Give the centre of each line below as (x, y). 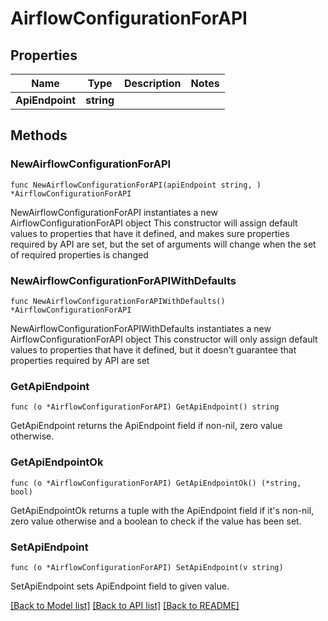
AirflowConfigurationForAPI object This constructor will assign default (154, 223)
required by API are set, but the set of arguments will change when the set (163, 244)
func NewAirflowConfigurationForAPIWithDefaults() (118, 301)
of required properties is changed (79, 254)
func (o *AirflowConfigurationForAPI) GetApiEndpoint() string (145, 407)
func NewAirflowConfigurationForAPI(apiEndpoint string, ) (136, 185)
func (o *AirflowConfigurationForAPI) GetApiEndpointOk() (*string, (156, 483)
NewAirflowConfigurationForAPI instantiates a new (114, 212)
